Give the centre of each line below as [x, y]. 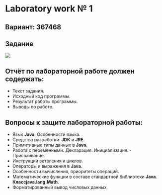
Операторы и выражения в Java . [47, 166]
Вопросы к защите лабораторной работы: [74, 122]
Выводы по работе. [33, 107]
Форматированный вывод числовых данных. [60, 188]
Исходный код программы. [41, 96]
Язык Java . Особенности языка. [46, 134]
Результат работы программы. [45, 101]
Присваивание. [29, 156]
